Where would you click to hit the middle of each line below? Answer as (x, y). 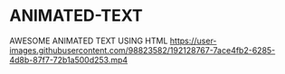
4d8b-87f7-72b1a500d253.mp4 (69, 60)
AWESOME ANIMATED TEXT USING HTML (89, 41)
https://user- (193, 41)
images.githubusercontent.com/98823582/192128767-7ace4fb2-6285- (142, 50)
